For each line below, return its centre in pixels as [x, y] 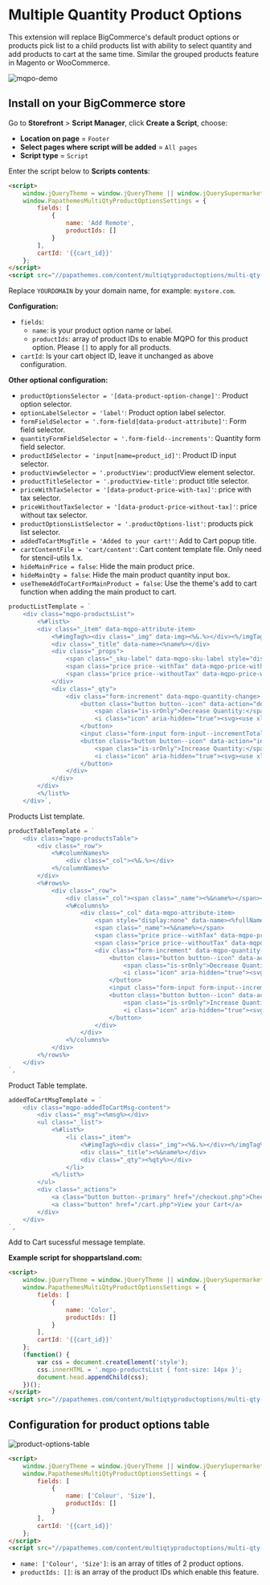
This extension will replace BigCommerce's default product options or [124, 37]
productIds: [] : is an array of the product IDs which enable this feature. [139, 1572]
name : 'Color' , [91, 1310]
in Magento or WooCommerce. [59, 63]
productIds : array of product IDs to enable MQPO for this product [140, 339]
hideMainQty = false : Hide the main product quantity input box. [125, 575]
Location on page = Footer [65, 138]
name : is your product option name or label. [102, 330]
